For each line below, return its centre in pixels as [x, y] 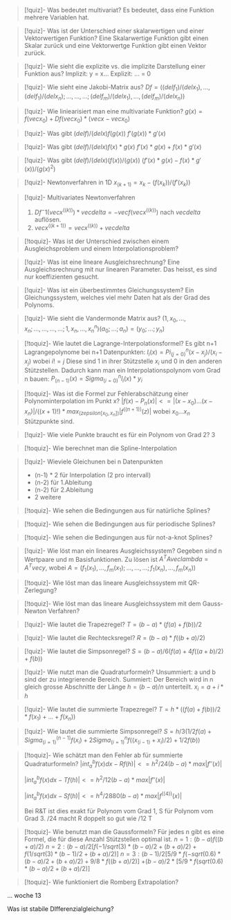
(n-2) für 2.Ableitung [64, 489]
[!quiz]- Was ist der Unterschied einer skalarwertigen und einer [114, 31]
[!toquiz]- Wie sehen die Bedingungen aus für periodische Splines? [120, 524]
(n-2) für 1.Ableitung [63, 482]
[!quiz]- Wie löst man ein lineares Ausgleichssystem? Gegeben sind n [123, 551]
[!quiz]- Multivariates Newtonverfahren [80, 197]
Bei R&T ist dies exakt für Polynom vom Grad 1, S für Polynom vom [119, 811]
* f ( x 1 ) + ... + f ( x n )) [50, 717]
